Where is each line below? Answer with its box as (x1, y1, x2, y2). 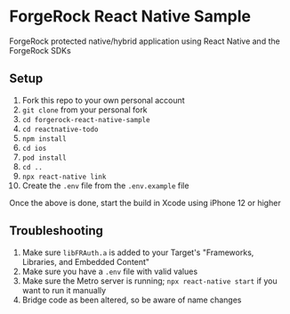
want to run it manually (21, 285, 107, 295)
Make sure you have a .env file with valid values (21, 266, 198, 277)
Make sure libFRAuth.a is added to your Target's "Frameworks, (21, 247, 254, 258)
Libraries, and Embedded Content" (21, 256, 149, 267)
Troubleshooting (9, 223, 104, 238)
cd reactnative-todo (21, 125, 99, 134)
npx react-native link (21, 172, 107, 181)
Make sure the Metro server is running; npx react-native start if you (21, 275, 278, 286)
